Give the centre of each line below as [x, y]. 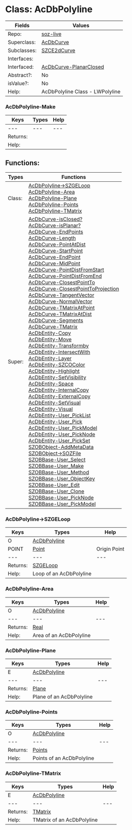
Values [81, 25]
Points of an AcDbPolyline [63, 758]
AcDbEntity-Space [51, 384]
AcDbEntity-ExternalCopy [60, 397]
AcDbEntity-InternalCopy [59, 390]
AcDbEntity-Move [50, 339]
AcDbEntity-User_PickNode [62, 434]
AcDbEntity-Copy [50, 333]
